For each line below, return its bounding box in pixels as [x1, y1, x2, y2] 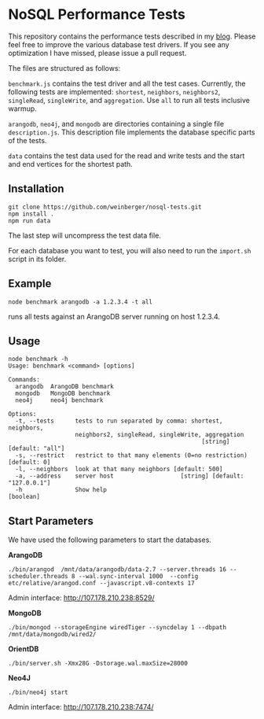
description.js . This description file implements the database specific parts [8, 127, 255, 137]
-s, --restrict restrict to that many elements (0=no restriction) [15, 452, 247, 459]
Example [8, 277, 52, 290]
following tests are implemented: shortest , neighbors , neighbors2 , [8, 87, 221, 96]
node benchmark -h [8, 356, 68, 363]
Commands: [8, 376, 41, 384]
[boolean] [8, 493, 41, 501]
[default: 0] [8, 459, 51, 466]
